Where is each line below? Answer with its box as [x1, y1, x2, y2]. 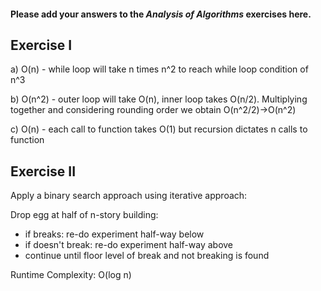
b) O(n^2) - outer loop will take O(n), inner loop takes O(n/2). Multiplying [10, 93, 308, 105]
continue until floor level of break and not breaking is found [24, 250, 270, 262]
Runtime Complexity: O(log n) [10, 269, 132, 281]
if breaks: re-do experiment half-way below [24, 228, 205, 240]
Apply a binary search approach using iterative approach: [10, 190, 248, 202]
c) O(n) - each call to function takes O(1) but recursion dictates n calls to [10, 123, 308, 135]
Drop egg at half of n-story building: [10, 209, 159, 221]
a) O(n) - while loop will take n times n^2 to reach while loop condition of [10, 63, 309, 75]
